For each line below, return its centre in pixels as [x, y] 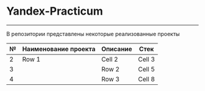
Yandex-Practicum [55, 11]
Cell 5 [146, 69]
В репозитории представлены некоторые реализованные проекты [93, 34]
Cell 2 [110, 59]
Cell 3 [146, 59]
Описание [117, 49]
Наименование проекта [59, 49]
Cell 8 [146, 79]
